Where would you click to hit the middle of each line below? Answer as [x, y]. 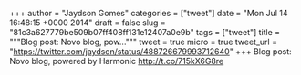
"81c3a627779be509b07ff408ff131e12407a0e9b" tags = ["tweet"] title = [145, 32]
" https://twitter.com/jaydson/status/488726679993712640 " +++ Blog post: [150, 52]
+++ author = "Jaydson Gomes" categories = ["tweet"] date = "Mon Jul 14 [149, 13]
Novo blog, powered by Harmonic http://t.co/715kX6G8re [117, 61]
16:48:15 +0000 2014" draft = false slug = [88, 23]
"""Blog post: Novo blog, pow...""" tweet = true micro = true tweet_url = [144, 42]
